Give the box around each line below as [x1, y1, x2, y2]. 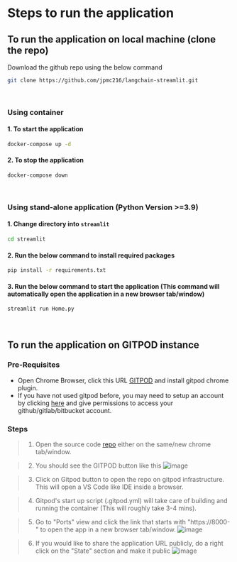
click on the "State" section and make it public [35, 546, 170, 555]
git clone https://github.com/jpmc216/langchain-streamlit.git [7, 77, 199, 84]
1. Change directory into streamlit [7, 220, 110, 228]
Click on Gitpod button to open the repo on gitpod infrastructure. [35, 475, 225, 484]
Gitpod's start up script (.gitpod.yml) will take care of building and [35, 497, 228, 505]
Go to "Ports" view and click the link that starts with [35, 518, 187, 527]
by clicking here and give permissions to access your [17, 399, 174, 407]
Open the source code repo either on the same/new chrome [35, 440, 211, 448]
